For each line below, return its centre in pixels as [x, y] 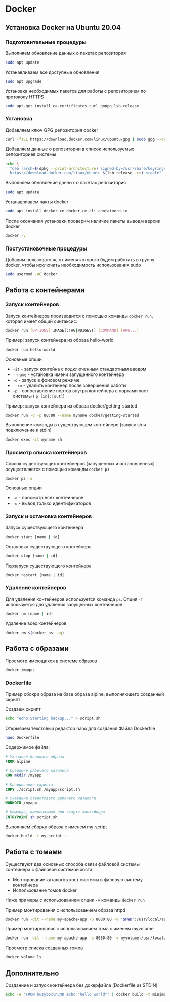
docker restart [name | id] [35, 575]
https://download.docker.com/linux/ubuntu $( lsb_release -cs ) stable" [86, 173]
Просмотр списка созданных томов [44, 948]
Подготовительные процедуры [46, 42]
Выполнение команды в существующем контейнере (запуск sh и [76, 425]
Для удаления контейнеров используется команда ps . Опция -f [74, 599]
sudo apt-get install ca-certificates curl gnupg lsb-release [72, 106]
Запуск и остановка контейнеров [49, 516]
